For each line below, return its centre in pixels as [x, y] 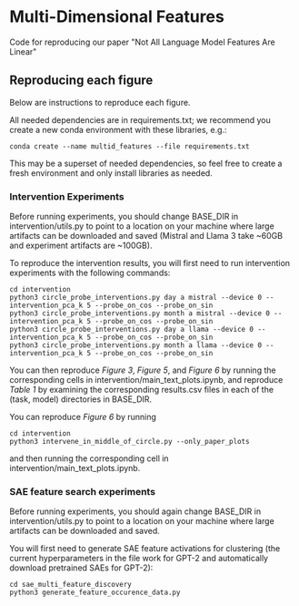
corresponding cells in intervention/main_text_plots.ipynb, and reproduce [146, 380]
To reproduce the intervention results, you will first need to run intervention [150, 263]
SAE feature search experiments [83, 491]
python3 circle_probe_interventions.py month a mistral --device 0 [140, 313]
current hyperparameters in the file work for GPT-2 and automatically [139, 559]
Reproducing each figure [81, 81]
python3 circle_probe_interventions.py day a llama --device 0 [132, 330]
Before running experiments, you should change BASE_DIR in [124, 217]
